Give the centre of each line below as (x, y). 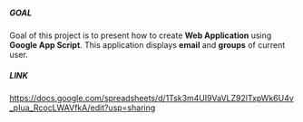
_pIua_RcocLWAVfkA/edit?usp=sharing (83, 108)
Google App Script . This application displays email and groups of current (147, 44)
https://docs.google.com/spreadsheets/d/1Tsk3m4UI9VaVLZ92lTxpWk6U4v (152, 98)
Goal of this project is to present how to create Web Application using (141, 35)
